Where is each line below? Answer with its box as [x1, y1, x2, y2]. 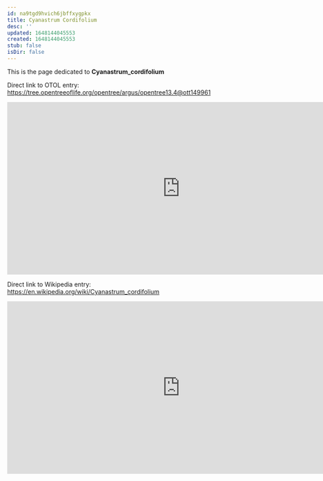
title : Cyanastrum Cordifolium [7, 17, 97, 23]
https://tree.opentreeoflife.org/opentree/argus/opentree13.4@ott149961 [7, 88, 211, 97]
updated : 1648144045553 [7, 29, 76, 37]
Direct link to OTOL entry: [7, 81, 79, 89]
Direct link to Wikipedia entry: [7, 280, 91, 288]
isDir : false [7, 49, 45, 56]
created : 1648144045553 [7, 36, 76, 43]
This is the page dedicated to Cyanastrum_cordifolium [7, 67, 164, 76]
